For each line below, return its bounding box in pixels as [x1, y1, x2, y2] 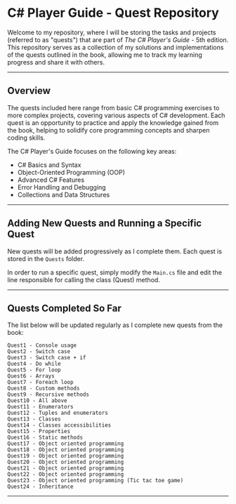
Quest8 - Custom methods [7, 385, 80, 392]
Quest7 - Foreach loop [7, 379, 74, 386]
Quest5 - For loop [7, 366, 61, 373]
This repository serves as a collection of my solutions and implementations [7, 43, 224, 51]
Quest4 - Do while [7, 360, 61, 368]
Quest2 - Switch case [7, 348, 71, 355]
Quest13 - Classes [7, 416, 61, 423]
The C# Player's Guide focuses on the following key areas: [7, 147, 177, 155]
